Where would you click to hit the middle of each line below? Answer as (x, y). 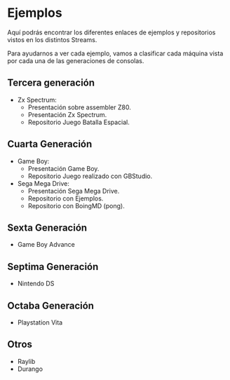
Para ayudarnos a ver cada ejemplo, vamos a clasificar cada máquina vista (115, 53)
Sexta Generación (47, 228)
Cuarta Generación (50, 144)
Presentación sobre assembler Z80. (79, 107)
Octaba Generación (51, 305)
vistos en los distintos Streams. (52, 39)
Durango (30, 369)
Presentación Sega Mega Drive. (74, 191)
